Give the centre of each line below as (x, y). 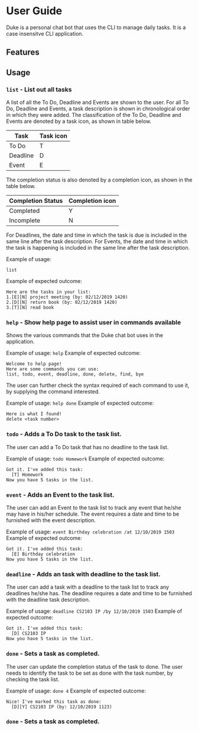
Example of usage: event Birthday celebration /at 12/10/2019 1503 (90, 532)
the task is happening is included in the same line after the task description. (98, 248)
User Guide (34, 11)
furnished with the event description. (51, 520)
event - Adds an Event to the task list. (60, 495)
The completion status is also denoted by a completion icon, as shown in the (99, 180)
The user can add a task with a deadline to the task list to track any (88, 587)
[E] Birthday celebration (43, 554)
